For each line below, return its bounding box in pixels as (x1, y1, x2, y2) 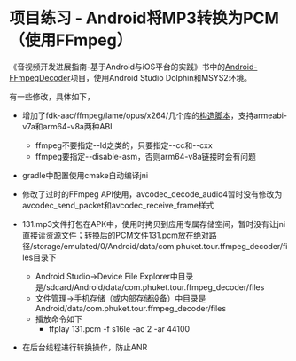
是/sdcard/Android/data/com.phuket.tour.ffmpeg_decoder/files (35, 281, 265, 293)
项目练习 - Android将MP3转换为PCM (9, 8, 279, 28)
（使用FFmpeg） (9, 30, 133, 51)
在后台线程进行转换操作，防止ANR (21, 341, 148, 352)
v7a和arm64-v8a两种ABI (21, 121, 113, 131)
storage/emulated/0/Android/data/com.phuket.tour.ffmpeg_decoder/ (32, 240, 284, 251)
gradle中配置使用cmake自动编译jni (21, 169, 149, 180)
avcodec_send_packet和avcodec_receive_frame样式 (21, 200, 214, 210)
